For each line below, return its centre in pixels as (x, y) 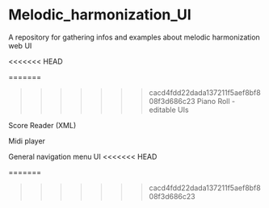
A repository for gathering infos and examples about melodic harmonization (134, 37)
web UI (20, 45)
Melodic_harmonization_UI (100, 15)
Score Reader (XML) (42, 125)
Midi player (27, 141)
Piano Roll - (216, 101)
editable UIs (169, 110)
